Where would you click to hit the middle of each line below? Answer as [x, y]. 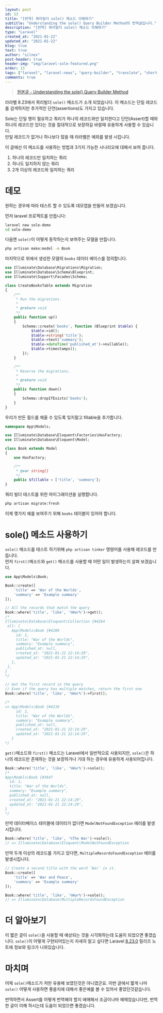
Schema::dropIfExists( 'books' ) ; [55, 398]
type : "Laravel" [21, 32]
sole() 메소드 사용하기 [46, 535]
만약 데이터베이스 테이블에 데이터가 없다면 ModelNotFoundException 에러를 [76, 823]
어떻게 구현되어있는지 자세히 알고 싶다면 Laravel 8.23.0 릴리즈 [92, 941]
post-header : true [24, 59]
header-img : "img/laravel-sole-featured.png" [52, 64]
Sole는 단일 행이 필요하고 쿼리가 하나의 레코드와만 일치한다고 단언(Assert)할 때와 [81, 118]
